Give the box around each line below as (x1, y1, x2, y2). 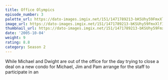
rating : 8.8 (5, 40, 30, 45)
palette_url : (5, 16, 32, 21)
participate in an (5, 68, 39, 75)
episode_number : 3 (5, 12, 43, 17)
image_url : (5, 21, 28, 26)
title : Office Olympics (5, 7, 55, 12)
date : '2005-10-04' (5, 30, 46, 35)
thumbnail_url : (5, 26, 37, 31)
